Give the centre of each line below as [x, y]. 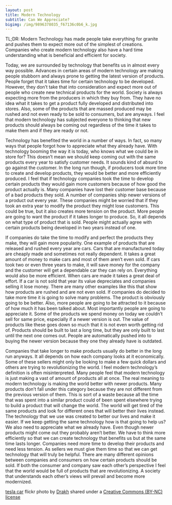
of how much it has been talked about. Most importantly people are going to [85, 309]
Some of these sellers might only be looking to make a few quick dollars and [86, 362]
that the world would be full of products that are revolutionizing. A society [83, 471]
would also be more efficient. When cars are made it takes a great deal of [83, 276]
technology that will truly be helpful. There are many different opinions [80, 455]
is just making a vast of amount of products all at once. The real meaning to [85, 378]
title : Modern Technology [33, 15]
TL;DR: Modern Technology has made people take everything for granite [82, 39]
